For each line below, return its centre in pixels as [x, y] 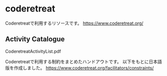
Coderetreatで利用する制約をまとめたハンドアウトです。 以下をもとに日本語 [84, 61]
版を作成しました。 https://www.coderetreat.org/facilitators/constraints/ [79, 67]
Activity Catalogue [35, 39]
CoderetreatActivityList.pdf [33, 51]
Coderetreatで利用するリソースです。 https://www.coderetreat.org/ [74, 23]
